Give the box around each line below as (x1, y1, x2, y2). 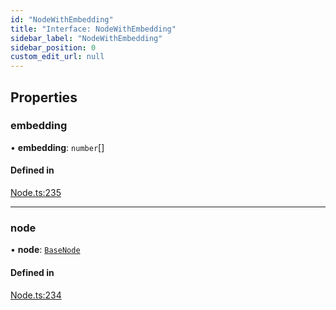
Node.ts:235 (10, 187, 62, 199)
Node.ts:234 (10, 289, 62, 301)
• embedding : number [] (10, 141, 105, 153)
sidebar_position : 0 (10, 42, 97, 53)
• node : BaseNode (10, 244, 81, 256)
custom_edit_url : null (10, 52, 105, 62)
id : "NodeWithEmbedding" (10, 14, 114, 25)
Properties (10, 89, 78, 106)
